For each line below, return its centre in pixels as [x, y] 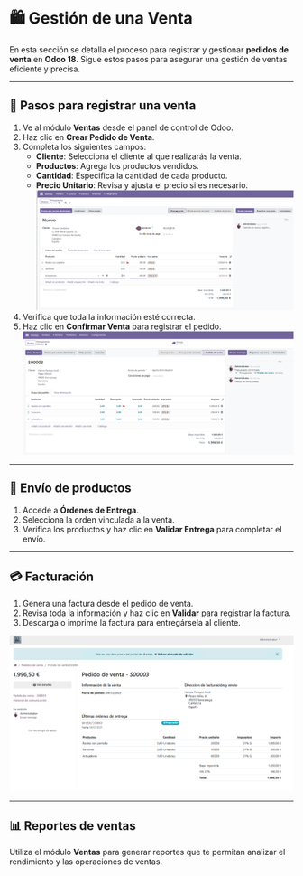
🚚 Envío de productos [71, 489]
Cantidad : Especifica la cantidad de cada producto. [132, 175]
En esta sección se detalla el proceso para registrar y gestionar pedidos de [149, 49]
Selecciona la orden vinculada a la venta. [98, 519]
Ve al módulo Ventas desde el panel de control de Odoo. [128, 127]
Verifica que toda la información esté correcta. [109, 317]
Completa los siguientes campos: [84, 146]
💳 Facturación [52, 577]
